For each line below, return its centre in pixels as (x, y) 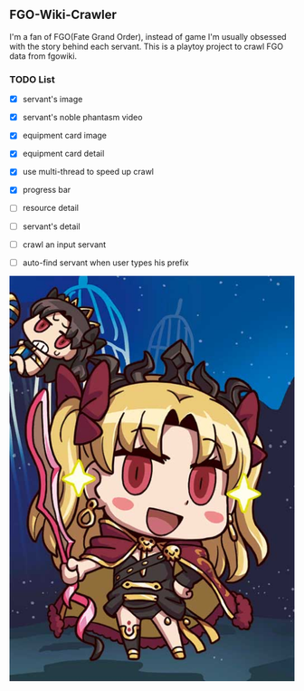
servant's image (52, 100)
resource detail (51, 208)
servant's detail (51, 226)
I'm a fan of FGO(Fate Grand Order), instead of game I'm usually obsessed (148, 36)
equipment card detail (63, 154)
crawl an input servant (64, 245)
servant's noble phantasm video (82, 118)
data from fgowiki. (43, 56)
